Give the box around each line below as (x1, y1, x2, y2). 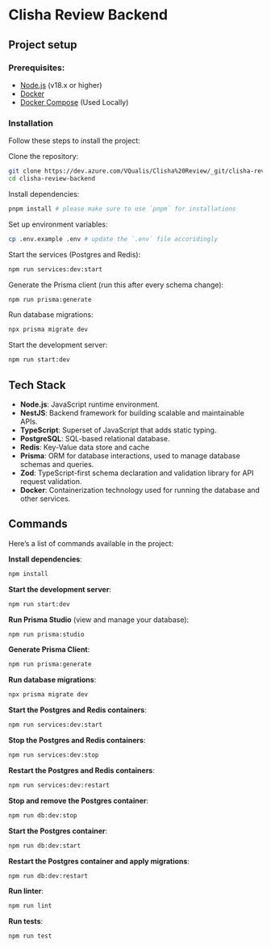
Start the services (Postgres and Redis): (8, 249, 141, 259)
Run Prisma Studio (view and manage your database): (8, 615, 190, 624)
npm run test (8, 932, 52, 941)
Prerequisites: (8, 62, 65, 73)
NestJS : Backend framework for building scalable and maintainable (19, 407, 244, 417)
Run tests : (8, 917, 44, 926)
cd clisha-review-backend (8, 175, 95, 183)
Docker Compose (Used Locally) (19, 97, 129, 106)
